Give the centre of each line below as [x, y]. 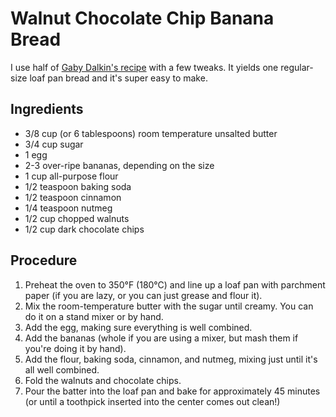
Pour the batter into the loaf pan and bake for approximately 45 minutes [172, 391]
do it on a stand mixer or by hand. [94, 316]
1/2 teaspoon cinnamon [73, 197]
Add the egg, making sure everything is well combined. [138, 327]
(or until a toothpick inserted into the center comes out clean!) [152, 401]
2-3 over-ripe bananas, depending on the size [119, 165]
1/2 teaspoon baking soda [78, 186]
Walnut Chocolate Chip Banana [142, 18]
